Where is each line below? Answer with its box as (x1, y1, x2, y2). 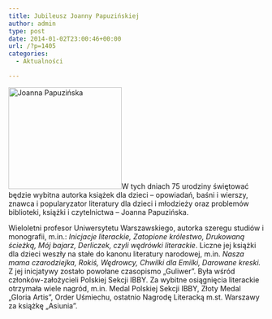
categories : (8, 50, 49, 58)
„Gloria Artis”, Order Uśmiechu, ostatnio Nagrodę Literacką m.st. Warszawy (8, 292, 260, 302)
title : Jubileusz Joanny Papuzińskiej (8, 11, 140, 20)
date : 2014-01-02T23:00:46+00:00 (8, 34, 122, 43)
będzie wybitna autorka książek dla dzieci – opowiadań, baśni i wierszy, (8, 190, 249, 199)
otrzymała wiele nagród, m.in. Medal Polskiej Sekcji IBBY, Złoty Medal (8, 283, 241, 293)
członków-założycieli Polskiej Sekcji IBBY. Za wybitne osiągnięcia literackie (8, 274, 260, 285)
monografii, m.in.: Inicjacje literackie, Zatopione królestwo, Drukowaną (8, 231, 245, 241)
